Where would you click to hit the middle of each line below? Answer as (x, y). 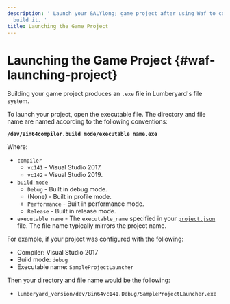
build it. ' (30, 20)
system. (18, 101)
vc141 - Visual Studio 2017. (65, 167)
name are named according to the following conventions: (87, 121)
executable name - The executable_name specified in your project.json (116, 219)
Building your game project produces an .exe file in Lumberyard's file (105, 94)
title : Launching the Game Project (58, 26)
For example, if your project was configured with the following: (95, 239)
